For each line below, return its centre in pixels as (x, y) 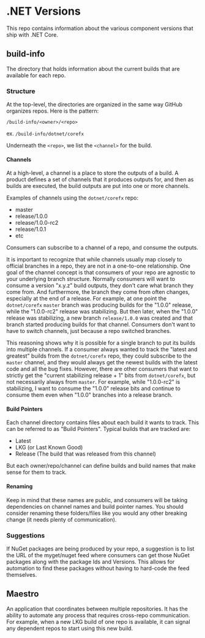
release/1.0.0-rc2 (37, 223)
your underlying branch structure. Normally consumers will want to (91, 279)
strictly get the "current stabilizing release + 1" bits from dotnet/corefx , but (101, 375)
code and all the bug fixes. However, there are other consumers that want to (102, 369)
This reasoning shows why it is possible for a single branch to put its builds (101, 343)
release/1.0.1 (31, 229)
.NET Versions (43, 11)
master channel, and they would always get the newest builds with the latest (102, 362)
